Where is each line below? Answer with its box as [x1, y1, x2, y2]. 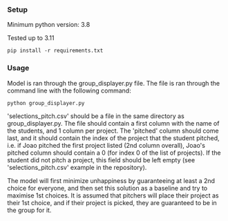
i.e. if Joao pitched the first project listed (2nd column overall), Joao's [7, 141, 206, 149]
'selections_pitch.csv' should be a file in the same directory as [7, 112, 184, 120]
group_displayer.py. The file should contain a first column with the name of [7, 119, 220, 127]
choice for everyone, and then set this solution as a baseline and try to [7, 184, 208, 192]
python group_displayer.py [7, 99, 85, 106]
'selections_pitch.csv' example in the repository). [7, 163, 147, 171]
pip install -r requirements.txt [7, 47, 104, 55]
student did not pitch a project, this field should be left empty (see [7, 155, 196, 164]
